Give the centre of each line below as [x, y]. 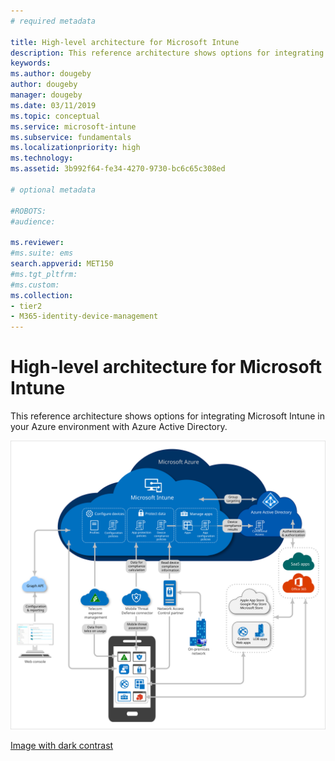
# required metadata [53, 21]
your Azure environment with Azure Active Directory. [119, 427]
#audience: [33, 221]
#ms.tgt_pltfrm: [44, 274]
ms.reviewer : [37, 243]
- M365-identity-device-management [84, 316]
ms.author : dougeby [51, 74]
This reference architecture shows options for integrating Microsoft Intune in [167, 416]
